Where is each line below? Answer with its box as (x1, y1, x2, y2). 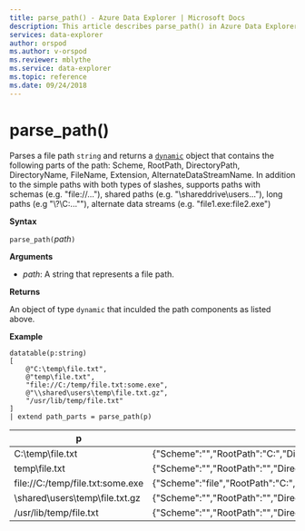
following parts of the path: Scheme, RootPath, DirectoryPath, (9, 160, 241, 171)
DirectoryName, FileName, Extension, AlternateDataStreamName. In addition (9, 169, 296, 180)
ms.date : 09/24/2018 (9, 81, 88, 90)
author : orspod (9, 38, 67, 48)
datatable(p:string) (9, 349, 88, 358)
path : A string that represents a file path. (22, 269, 175, 280)
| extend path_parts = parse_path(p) (9, 412, 152, 421)
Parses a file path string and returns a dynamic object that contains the (9, 150, 275, 161)
